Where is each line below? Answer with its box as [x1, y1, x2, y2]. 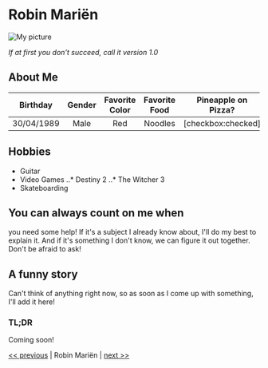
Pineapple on [196, 94, 248, 105]
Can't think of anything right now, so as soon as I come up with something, [8, 289, 254, 299]
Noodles [143, 117, 175, 129]
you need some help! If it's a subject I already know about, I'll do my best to [8, 228, 257, 237]
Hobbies [8, 145, 52, 159]
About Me [8, 70, 58, 85]
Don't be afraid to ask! [8, 244, 81, 254]
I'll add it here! [8, 297, 56, 307]
